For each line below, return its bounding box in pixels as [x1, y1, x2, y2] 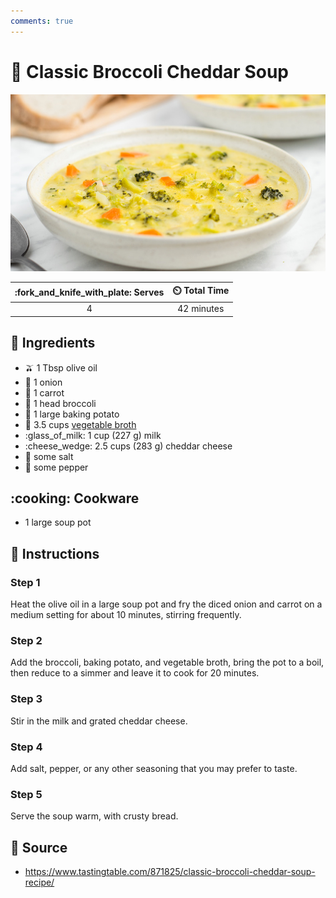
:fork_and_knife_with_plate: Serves [14, 286, 165, 298]
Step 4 [10, 740, 43, 754]
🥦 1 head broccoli [24, 397, 97, 409]
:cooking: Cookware [10, 490, 140, 507]
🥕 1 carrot [24, 386, 65, 399]
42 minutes [177, 303, 225, 315]
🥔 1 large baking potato [24, 408, 120, 420]
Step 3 [10, 692, 43, 706]
